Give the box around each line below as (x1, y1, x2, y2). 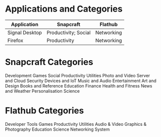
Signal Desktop (7, 29, 42, 36)
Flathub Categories (5, 105, 84, 116)
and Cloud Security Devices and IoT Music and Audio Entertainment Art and (5, 78, 157, 84)
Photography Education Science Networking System (5, 126, 110, 132)
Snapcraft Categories (5, 57, 94, 68)
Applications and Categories (5, 3, 123, 15)
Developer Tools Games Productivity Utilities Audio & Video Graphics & (5, 121, 147, 127)
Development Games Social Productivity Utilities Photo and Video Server (5, 72, 150, 78)
